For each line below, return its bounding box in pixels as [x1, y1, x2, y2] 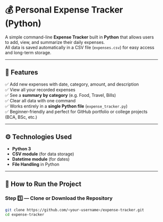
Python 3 [12, 146, 32, 151]
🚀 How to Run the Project [5, 180, 81, 188]
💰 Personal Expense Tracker [5, 4, 123, 16]
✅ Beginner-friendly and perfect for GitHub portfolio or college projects [5, 109, 148, 114]
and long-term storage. [5, 50, 52, 55]
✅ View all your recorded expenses [5, 87, 76, 92]
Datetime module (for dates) [12, 156, 70, 162]
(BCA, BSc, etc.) [5, 114, 37, 120]
